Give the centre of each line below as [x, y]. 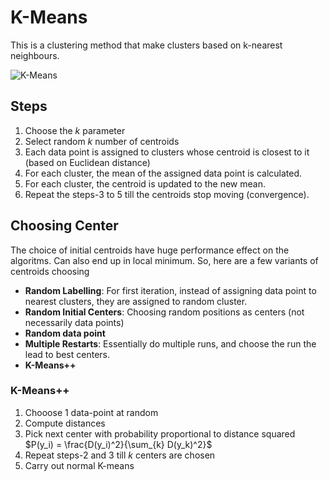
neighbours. [35, 55]
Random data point [65, 333]
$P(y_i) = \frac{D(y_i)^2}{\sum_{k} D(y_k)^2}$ [118, 444]
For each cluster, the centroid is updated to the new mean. [145, 183]
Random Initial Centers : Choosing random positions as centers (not [164, 312]
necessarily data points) [74, 322]
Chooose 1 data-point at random [91, 412]
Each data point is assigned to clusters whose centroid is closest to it [167, 152]
